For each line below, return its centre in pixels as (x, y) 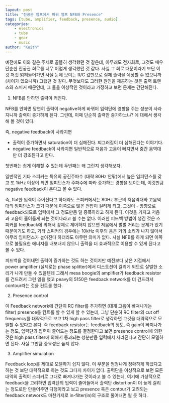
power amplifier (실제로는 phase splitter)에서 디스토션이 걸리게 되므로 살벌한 (81, 266)
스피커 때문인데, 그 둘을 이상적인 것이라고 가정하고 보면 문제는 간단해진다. (86, 87)
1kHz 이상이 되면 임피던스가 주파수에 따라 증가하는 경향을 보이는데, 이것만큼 (90, 182)
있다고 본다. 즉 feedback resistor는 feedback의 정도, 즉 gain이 (82, 325)
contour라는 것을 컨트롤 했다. (34, 285)
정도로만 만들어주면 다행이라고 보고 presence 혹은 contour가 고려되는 (79, 389)
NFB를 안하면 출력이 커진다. (40, 98)
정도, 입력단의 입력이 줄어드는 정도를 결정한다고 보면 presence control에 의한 (86, 331)
